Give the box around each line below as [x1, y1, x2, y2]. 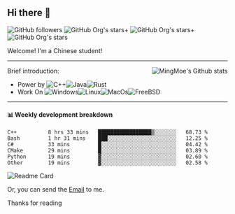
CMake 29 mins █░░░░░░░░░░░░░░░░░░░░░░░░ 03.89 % [7, 148, 208, 155]
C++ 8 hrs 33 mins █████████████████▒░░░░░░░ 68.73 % [7, 129, 208, 136]
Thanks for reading [7, 199, 62, 207]
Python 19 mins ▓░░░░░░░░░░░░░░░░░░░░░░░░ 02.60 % [7, 153, 208, 161]
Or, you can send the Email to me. [7, 185, 105, 194]
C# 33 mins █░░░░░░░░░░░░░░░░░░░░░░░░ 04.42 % [7, 141, 208, 148]
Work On [17, 87, 43, 96]
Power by [17, 80, 45, 88]
